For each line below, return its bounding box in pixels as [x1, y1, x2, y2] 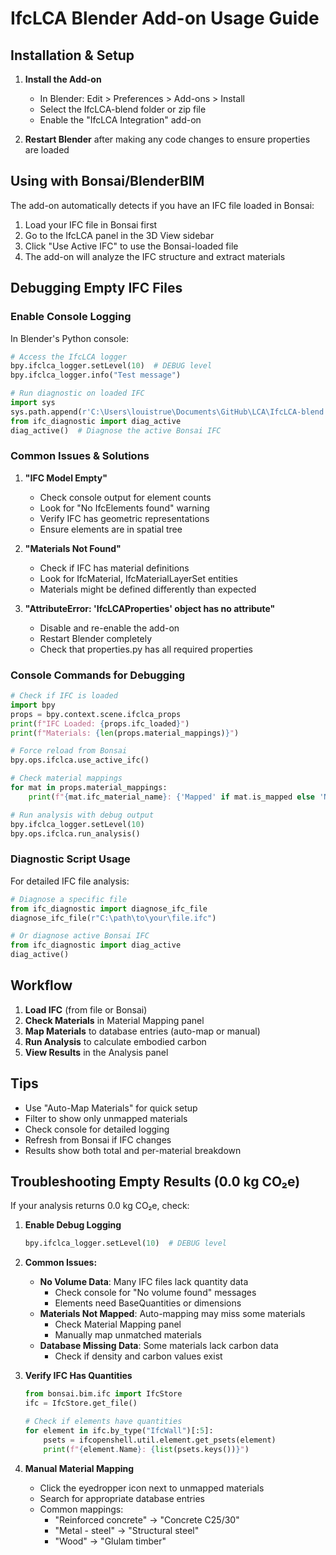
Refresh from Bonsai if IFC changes [24, 1133, 172, 1146]
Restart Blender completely [39, 632, 153, 644]
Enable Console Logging [10, 310, 132, 324]
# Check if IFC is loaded [10, 691, 118, 701]
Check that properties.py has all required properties [39, 643, 253, 655]
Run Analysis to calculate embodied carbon [24, 1035, 207, 1047]
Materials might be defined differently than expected [39, 583, 257, 595]
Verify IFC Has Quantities [24, 1370, 133, 1382]
